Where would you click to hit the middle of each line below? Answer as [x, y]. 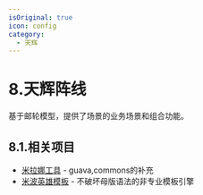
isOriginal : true [41, 17]
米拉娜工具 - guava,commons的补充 [87, 170]
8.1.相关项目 [42, 147]
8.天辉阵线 [47, 89]
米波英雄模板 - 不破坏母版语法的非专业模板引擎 [108, 181]
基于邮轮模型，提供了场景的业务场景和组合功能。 [98, 116]
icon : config [33, 26]
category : [27, 34]
